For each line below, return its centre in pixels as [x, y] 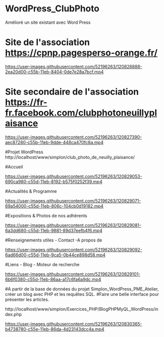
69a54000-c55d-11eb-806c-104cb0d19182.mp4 [54, 206]
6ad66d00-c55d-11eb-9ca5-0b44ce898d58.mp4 [55, 255]
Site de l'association [48, 42]
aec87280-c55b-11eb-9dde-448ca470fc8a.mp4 [54, 142]
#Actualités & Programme [31, 191]
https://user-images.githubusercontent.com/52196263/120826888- [74, 66]
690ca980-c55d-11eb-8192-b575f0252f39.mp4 [54, 182]
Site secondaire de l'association [72, 92]
